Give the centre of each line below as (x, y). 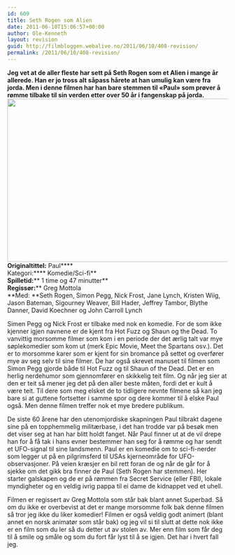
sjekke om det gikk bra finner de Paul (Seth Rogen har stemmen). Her (107, 471)
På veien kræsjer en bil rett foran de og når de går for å (131, 463)
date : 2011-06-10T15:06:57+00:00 (56, 27)
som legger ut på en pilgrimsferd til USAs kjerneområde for (92, 456)
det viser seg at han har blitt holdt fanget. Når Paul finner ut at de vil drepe (114, 434)
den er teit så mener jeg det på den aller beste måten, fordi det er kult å (110, 383)
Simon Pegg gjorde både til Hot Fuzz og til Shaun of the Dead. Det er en (111, 368)
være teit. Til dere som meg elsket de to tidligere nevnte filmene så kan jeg (115, 391)
